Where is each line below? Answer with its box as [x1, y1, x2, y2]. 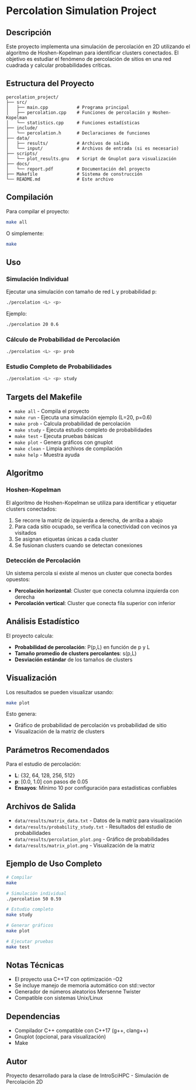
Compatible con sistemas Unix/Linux [14, 994, 104, 1001]
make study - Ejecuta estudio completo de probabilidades [14, 426, 153, 433]
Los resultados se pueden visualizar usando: [6, 688, 114, 695]
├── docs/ [6, 161, 30, 167]
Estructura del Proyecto [6, 79, 95, 89]
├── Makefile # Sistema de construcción [6, 171, 143, 177]
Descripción [6, 28, 51, 38]
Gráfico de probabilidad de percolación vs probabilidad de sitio [14, 722, 167, 729]
